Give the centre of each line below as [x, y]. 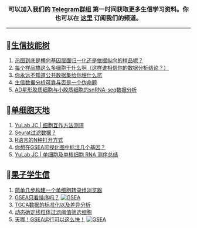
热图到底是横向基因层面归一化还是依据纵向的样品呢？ [79, 60]
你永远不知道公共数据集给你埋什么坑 [58, 75]
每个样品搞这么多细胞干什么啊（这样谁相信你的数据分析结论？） [91, 68]
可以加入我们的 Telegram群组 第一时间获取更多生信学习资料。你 [98, 9]
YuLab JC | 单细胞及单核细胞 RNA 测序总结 [66, 154]
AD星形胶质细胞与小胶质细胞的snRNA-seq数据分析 [76, 90]
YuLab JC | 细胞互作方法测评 [49, 125]
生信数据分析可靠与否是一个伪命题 [56, 83]
